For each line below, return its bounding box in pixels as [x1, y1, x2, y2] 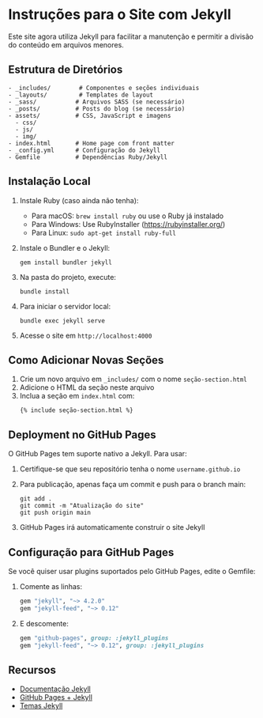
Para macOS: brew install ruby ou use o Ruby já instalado [31, 211, 224, 221]
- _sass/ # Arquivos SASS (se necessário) [8, 97, 186, 106]
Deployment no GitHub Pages [8, 428, 156, 441]
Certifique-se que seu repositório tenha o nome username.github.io [19, 464, 241, 474]
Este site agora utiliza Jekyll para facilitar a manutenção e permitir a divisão [8, 32, 254, 41]
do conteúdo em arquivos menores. [8, 40, 124, 49]
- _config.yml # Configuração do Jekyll [8, 146, 160, 154]
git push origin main [19, 508, 91, 517]
